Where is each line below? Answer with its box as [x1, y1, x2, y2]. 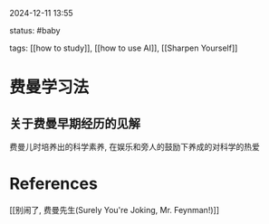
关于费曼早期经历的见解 [9, 116, 140, 131]
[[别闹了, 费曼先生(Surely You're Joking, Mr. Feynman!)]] [9, 204, 220, 215]
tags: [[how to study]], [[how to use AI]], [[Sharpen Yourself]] [9, 42, 238, 53]
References [9, 173, 98, 194]
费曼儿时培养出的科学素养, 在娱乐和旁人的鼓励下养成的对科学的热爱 [9, 142, 260, 152]
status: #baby [9, 25, 61, 35]
